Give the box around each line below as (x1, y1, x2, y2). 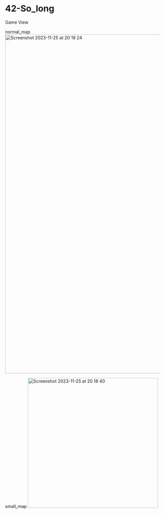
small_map (5, 503, 27, 509)
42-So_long (5, 3, 55, 14)
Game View (5, 19, 29, 25)
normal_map (5, 29, 31, 35)
